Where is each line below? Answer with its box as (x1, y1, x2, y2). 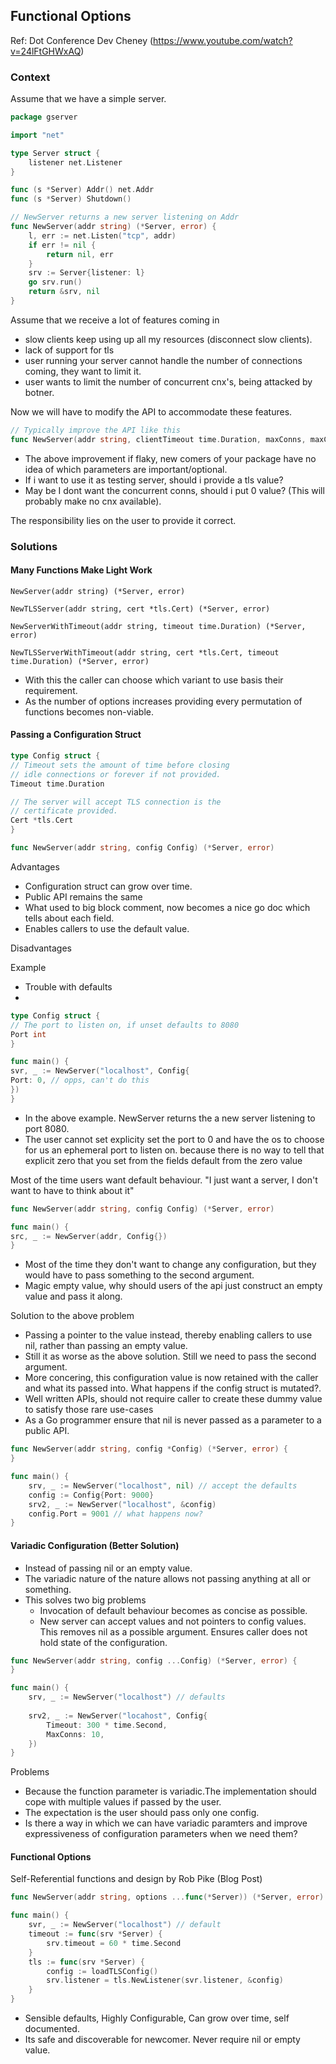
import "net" (10, 130, 65, 140)
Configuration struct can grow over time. (24, 880, 193, 892)
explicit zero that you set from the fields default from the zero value (24, 1154, 303, 1166)
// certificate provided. (10, 806, 118, 816)
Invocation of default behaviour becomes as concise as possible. (39, 1604, 308, 1616)
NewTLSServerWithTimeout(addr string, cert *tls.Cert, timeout (10, 647, 280, 658)
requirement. (24, 684, 78, 696)
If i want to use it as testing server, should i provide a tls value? (24, 474, 284, 486)
